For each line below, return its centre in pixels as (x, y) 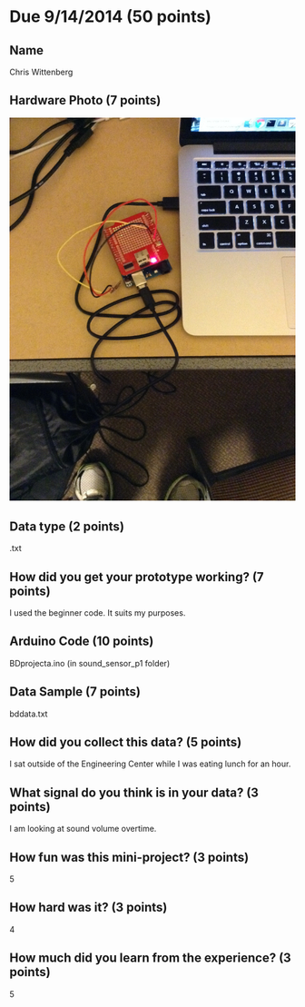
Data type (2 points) (67, 526)
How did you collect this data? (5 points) (126, 742)
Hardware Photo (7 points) (85, 100)
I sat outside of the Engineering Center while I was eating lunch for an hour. (150, 764)
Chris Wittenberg (41, 72)
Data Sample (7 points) (75, 692)
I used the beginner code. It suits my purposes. (98, 612)
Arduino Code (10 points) (82, 642)
